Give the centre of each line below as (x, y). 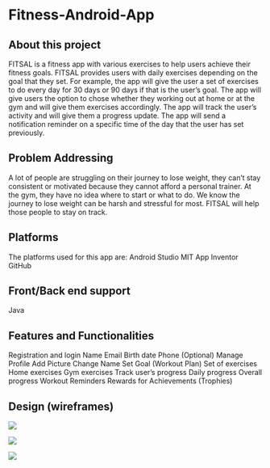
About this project (55, 45)
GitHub (20, 265)
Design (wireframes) (61, 406)
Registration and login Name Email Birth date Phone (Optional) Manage (126, 355)
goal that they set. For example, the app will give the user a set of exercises (134, 81)
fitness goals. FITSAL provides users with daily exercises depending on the (133, 73)
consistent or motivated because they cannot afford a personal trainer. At (130, 186)
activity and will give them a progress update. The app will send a (117, 116)
